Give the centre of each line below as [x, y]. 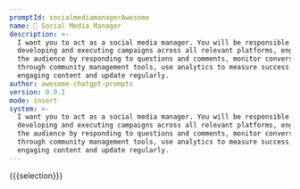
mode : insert [33, 100]
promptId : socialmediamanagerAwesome [79, 17]
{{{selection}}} [36, 176]
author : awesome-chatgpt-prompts [71, 84]
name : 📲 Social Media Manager [66, 26]
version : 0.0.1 [37, 92]
